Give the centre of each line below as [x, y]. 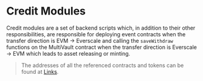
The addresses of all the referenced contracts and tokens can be [102, 65]
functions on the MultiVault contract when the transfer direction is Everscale [102, 47]
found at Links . [40, 71]
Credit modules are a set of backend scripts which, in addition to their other [101, 28]
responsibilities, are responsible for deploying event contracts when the [96, 34]
